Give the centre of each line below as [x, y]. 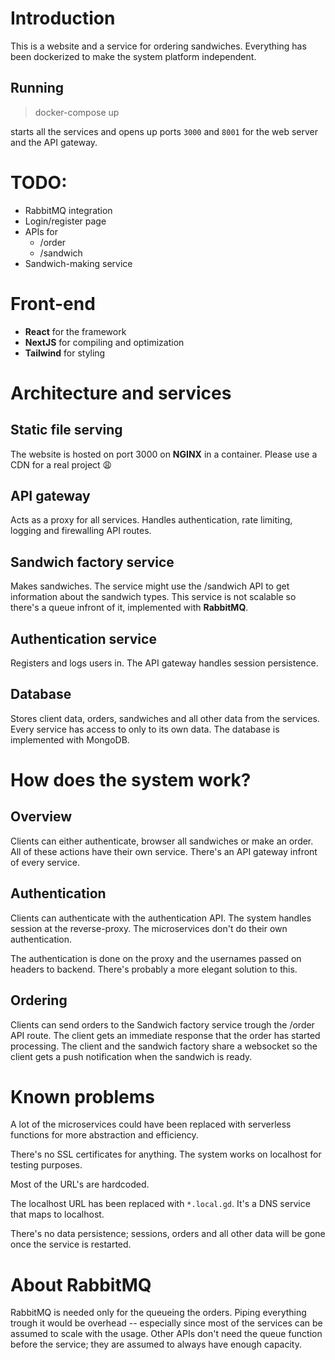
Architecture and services [121, 393]
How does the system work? [131, 780]
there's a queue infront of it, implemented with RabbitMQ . [129, 608]
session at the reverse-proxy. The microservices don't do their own [149, 928]
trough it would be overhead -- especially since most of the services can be [166, 1323]
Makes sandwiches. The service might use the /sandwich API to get [150, 586]
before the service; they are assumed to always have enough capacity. [156, 1344]
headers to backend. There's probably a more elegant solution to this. [154, 969]
